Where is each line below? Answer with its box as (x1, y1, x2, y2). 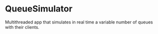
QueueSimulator (5, 3, 73, 14)
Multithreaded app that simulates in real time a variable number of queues (5, 19, 153, 25)
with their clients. (5, 24, 40, 30)
